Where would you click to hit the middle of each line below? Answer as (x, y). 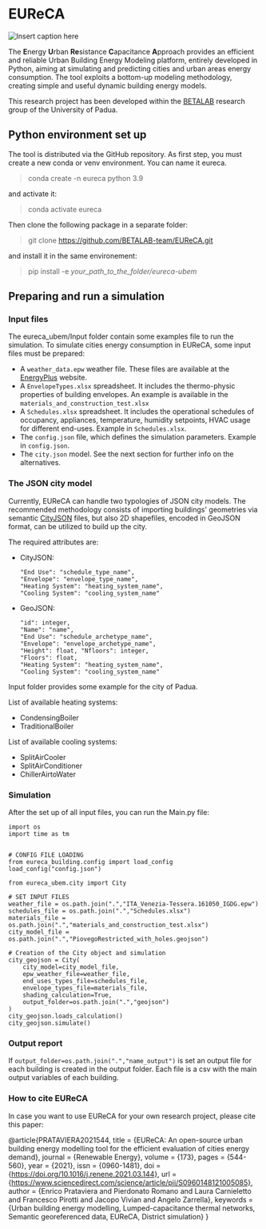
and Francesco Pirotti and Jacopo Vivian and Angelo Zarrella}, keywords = (131, 1199)
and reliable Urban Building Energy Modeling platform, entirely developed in (133, 60)
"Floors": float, (49, 657)
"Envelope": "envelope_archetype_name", (88, 644)
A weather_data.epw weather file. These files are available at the (125, 369)
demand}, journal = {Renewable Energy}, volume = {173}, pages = (117, 1157)
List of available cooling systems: (63, 741)
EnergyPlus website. (54, 378)
